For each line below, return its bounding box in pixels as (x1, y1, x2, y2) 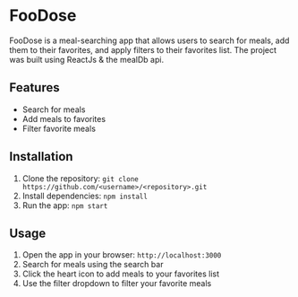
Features (9, 80, 60, 95)
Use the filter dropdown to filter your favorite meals (21, 278, 212, 289)
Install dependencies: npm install (21, 190, 148, 201)
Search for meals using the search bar (21, 259, 164, 270)
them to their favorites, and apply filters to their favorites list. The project (9, 44, 277, 55)
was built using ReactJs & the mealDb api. (9, 54, 164, 65)
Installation (9, 149, 73, 164)
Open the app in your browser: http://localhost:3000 (21, 249, 222, 260)
